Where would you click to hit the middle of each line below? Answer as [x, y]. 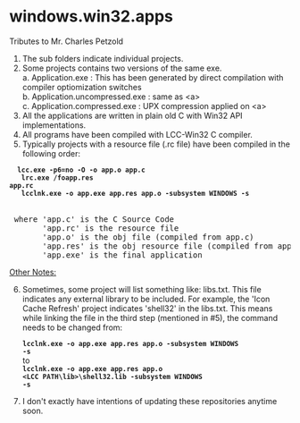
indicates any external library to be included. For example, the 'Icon [146, 299]
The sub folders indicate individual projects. [103, 58]
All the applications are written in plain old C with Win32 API [132, 115]
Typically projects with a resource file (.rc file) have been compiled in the [156, 144]
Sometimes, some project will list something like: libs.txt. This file [142, 289]
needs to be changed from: [72, 327]
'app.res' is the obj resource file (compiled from [158, 246]
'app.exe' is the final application [122, 255]
